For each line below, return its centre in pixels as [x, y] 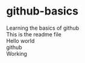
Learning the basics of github [43, 28]
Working [17, 53]
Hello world [20, 41]
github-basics [42, 11]
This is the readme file [34, 34]
